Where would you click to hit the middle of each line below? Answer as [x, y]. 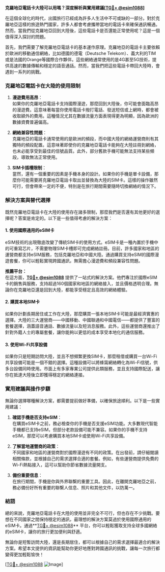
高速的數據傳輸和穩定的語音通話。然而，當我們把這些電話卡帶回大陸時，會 [84, 66]
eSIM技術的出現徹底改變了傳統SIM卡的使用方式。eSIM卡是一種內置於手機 [80, 242]
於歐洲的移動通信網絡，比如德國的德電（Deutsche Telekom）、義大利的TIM [81, 53]
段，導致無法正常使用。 [36, 157]
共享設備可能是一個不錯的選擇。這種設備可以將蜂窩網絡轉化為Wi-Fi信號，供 [82, 362]
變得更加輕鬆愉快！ [25, 554]
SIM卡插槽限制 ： [29, 168]
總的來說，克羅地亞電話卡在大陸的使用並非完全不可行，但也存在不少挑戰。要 [82, 513]
